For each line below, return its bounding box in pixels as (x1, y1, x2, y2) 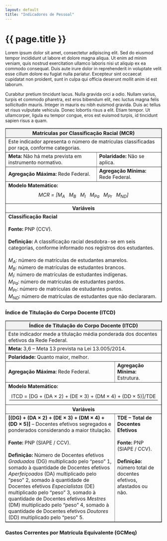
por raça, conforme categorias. (8, 144, 81, 151)
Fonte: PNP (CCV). (8, 225, 52, 232)
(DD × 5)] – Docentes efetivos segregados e (8, 420, 112, 427)
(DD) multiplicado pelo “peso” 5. (8, 514, 84, 521)
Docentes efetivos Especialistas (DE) (8, 483, 95, 490)
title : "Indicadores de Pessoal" (5, 12, 75, 17)
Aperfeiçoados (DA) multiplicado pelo (8, 470, 97, 477)
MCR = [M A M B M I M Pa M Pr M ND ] (38, 191, 129, 199)
